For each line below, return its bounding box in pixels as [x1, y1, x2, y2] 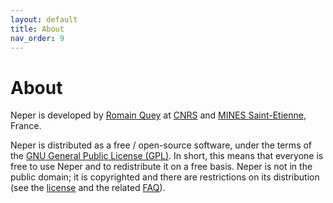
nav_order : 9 [10, 33, 65, 43]
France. [10, 120, 42, 132]
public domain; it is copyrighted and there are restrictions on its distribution [10, 171, 320, 183]
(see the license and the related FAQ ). [10, 182, 166, 194]
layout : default [10, 14, 78, 25]
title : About [10, 24, 65, 34]
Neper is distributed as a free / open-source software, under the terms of [10, 139, 313, 151]
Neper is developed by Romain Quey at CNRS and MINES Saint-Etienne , [10, 109, 307, 121]
